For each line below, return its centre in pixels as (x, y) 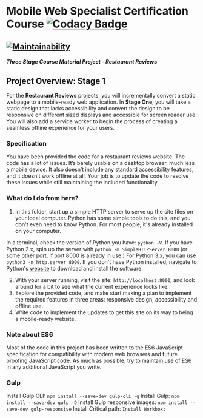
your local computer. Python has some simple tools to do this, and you (103, 218)
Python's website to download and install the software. (75, 268)
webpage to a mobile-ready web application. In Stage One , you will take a (98, 102)
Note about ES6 (30, 334)
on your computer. (38, 231)
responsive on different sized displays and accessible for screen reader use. (101, 115)
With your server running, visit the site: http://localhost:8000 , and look (105, 280)
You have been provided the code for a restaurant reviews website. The (96, 157)
